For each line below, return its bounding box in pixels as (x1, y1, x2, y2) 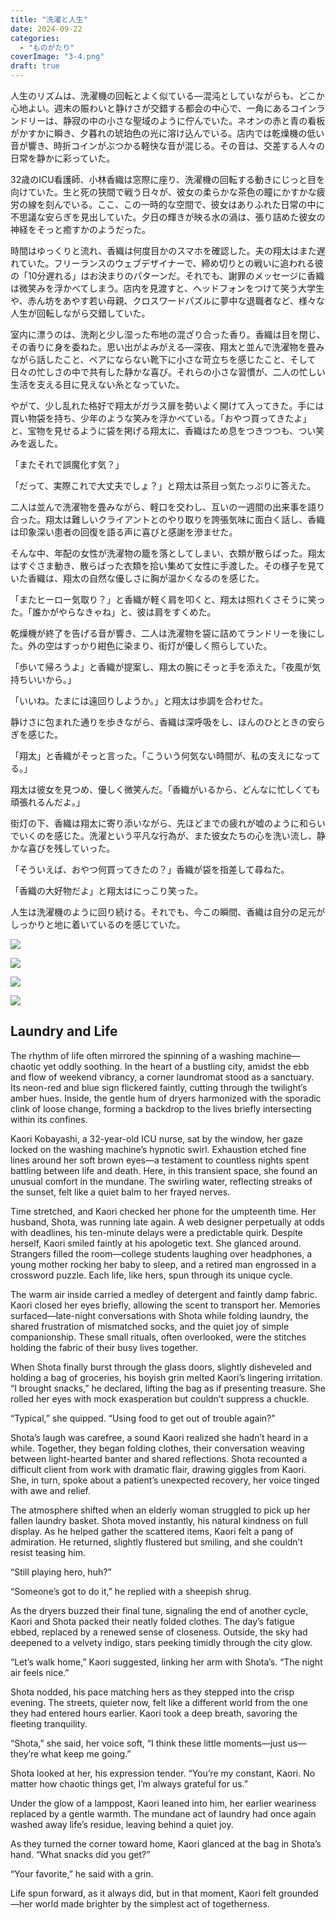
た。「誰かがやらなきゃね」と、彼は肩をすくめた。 (10, 606, 217, 618)
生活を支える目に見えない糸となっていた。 (10, 379, 185, 390)
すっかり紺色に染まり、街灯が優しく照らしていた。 (62, 640, 273, 651)
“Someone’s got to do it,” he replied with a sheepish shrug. (10, 1585, 252, 1597)
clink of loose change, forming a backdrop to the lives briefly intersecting (10, 1102, 312, 1115)
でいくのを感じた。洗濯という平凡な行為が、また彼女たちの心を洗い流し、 (10, 830, 317, 841)
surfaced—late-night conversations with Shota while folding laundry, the (10, 1309, 309, 1321)
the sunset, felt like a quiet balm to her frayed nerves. (10, 1186, 231, 1198)
